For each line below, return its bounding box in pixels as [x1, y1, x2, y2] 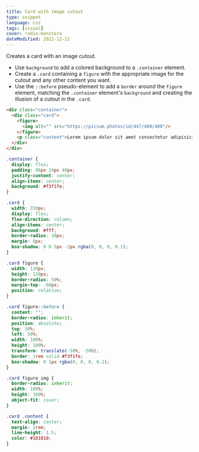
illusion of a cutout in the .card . [14, 95, 92, 102]
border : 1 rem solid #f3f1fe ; [11, 353, 84, 359]
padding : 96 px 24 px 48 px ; [11, 167, 76, 173]
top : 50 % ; [11, 326, 36, 332]
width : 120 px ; [11, 265, 46, 271]
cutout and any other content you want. [14, 76, 111, 84]
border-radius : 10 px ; [11, 233, 65, 239]
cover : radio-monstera [6, 31, 62, 37]
